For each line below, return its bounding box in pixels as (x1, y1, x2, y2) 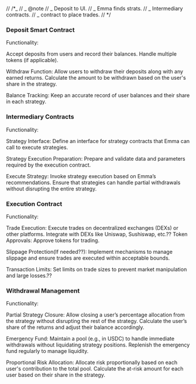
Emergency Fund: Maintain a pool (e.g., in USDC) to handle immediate (6, 335, 174, 342)
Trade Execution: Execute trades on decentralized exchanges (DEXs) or (6, 224, 178, 231)
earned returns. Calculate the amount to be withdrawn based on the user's (6, 74, 186, 81)
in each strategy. (6, 98, 47, 105)
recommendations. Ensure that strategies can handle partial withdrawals (6, 179, 181, 186)
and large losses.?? (6, 272, 52, 279)
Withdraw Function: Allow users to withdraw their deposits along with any (6, 68, 183, 75)
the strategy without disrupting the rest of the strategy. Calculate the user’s (6, 318, 187, 325)
